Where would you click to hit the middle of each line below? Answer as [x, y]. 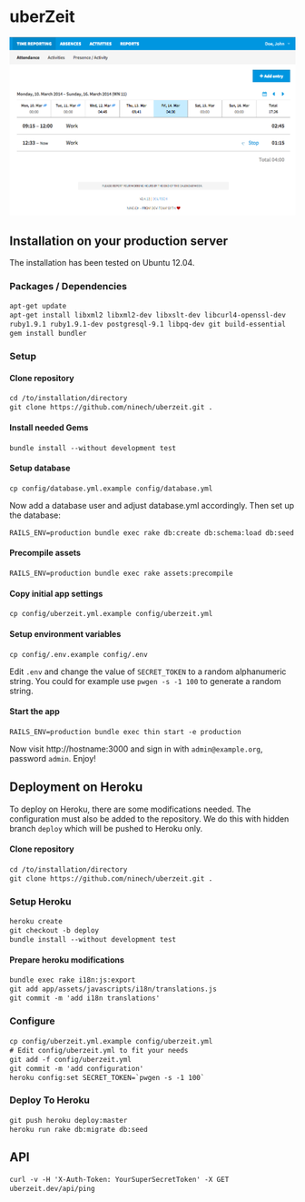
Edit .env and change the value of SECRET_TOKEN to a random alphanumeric [148, 672]
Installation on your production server [119, 241]
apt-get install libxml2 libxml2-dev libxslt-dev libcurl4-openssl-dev [148, 316]
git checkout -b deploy [54, 931]
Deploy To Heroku [50, 1100]
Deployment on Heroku [76, 788]
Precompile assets [45, 553]
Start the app [35, 712]
